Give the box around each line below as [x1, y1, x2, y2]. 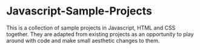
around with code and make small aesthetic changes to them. [6, 37, 160, 44]
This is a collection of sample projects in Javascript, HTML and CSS [6, 24, 176, 31]
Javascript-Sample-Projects [6, 4, 153, 18]
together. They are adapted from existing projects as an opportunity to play [6, 30, 194, 37]
